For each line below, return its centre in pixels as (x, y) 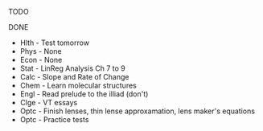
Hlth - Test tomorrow (55, 43)
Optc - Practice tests (54, 119)
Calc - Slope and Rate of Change (74, 77)
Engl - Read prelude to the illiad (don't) (84, 94)
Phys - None (41, 51)
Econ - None (41, 60)
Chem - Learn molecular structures (78, 85)
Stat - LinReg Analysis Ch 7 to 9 (73, 68)
